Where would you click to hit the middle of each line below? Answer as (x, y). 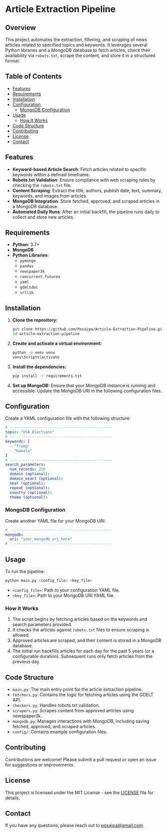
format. (13, 61)
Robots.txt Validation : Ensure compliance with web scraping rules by (84, 180)
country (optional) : (31, 493)
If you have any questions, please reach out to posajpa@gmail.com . (75, 826)
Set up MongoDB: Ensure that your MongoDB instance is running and (84, 385)
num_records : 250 (28, 469)
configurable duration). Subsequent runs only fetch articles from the (83, 656)
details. (13, 798)
